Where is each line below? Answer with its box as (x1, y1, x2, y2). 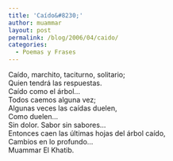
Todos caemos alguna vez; (8, 95, 97, 104)
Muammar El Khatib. (8, 145, 75, 155)
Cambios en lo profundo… (8, 137, 94, 146)
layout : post (8, 26, 52, 34)
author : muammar (8, 19, 62, 27)
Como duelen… (8, 112, 59, 121)
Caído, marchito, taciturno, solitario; (8, 70, 125, 79)
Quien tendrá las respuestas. (8, 78, 102, 88)
